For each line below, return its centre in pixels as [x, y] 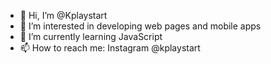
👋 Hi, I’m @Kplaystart [63, 15]
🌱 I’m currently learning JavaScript [91, 36]
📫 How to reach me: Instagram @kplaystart [110, 48]
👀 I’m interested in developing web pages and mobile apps [140, 26]
